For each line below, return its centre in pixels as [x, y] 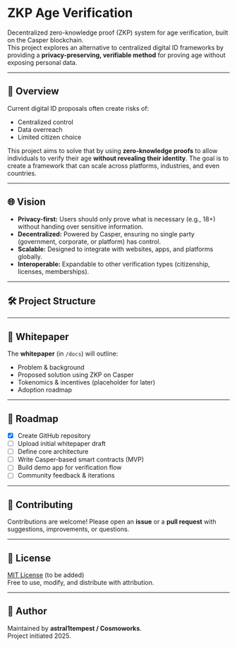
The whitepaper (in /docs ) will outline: [63, 353]
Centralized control [45, 122]
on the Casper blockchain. [45, 40]
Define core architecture [53, 452]
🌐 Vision [26, 202]
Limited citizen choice [49, 137]
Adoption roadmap [45, 390]
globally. [30, 256]
